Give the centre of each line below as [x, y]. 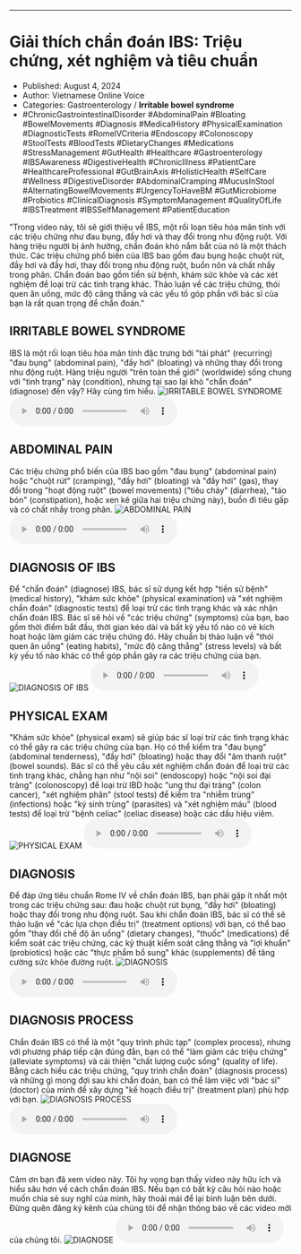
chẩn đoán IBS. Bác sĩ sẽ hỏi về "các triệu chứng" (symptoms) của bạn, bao [149, 618]
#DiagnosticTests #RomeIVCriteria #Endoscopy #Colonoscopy [138, 133]
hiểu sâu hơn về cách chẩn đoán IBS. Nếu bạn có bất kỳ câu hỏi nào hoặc [146, 1189]
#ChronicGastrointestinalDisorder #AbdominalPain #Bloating [134, 114]
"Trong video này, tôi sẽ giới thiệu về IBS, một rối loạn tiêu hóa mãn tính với [147, 227]
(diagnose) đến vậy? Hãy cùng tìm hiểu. [83, 391]
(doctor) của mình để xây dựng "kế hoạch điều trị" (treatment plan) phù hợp [149, 1089]
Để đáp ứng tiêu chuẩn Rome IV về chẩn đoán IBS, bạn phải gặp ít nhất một [148, 895]
